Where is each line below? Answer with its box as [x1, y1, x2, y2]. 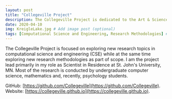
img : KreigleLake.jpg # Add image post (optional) [5, 27, 116, 32]
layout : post [5, 7, 33, 13]
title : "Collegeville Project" [5, 12, 72, 17]
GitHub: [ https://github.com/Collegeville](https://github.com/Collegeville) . [5, 83, 161, 89]
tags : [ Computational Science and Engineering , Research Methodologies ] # [5, 31, 168, 36]
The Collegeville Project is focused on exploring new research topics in [5, 46, 155, 51]
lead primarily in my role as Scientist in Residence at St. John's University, [5, 62, 161, 68]
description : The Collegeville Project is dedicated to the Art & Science [5, 17, 168, 22]
